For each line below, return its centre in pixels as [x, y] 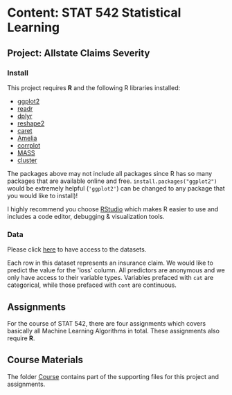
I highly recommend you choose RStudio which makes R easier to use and [113, 209]
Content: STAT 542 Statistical [94, 13]
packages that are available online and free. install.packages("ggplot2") [112, 181]
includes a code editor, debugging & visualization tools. [86, 216]
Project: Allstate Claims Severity [79, 53]
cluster [27, 160]
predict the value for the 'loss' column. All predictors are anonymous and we [116, 270]
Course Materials [45, 360]
